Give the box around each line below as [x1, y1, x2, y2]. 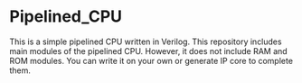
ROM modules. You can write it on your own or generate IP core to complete [9, 55, 294, 66]
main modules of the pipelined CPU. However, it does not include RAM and [9, 45, 288, 56]
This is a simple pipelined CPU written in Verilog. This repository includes [9, 36, 282, 47]
